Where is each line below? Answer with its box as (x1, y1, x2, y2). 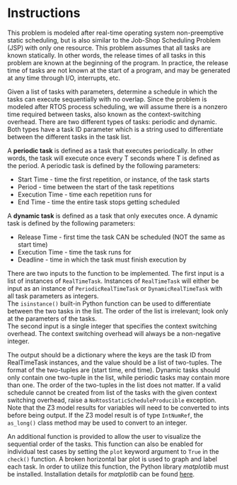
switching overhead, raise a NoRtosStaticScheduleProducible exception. (7, 396, 217, 404)
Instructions (7, 5, 81, 21)
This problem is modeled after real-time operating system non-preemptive (7, 28, 224, 37)
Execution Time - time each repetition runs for (17, 190, 152, 199)
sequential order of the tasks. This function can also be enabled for (7, 440, 204, 448)
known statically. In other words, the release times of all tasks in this (7, 51, 207, 60)
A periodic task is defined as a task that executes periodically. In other (7, 146, 214, 155)
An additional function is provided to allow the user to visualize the (7, 432, 202, 440)
